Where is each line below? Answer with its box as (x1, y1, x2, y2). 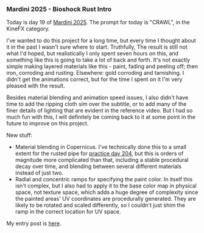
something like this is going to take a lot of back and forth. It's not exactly (6, 57, 191, 64)
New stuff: (6, 131, 32, 139)
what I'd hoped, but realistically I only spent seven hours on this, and (6, 50, 178, 57)
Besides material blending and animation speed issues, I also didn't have (6, 94, 189, 102)
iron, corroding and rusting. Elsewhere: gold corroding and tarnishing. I (6, 69, 185, 77)
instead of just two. (15, 169, 64, 176)
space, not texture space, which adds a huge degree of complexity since (15, 189, 199, 196)
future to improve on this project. (6, 120, 89, 127)
